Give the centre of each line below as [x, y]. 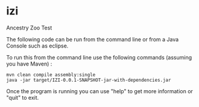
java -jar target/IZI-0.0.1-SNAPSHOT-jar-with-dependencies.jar [89, 80]
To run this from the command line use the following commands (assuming [99, 57]
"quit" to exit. [23, 97]
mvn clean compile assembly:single [51, 75]
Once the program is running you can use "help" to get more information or [99, 91]
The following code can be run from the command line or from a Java [93, 39]
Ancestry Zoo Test [29, 28]
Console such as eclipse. [37, 46]
